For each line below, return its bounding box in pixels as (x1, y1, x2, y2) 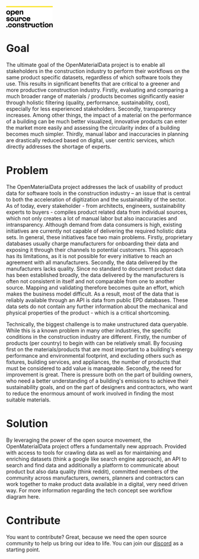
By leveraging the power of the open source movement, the (6, 436, 152, 444)
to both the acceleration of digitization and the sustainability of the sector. (6, 195, 187, 203)
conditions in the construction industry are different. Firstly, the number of (6, 333, 187, 340)
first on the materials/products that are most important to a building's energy (6, 346, 193, 353)
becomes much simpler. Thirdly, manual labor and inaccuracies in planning (6, 130, 189, 137)
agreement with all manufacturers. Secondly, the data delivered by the (6, 259, 178, 266)
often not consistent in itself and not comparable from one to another (6, 278, 175, 285)
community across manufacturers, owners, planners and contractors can (6, 474, 185, 481)
